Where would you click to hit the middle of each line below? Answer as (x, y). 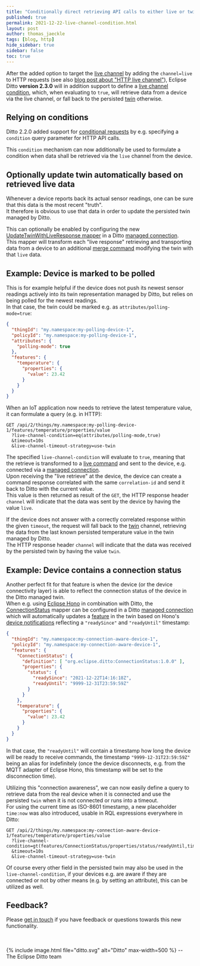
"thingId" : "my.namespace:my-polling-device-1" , (73, 329)
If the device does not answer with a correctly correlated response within (96, 519)
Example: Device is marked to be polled (81, 273)
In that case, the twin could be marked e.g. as (62, 307)
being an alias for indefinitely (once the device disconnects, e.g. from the (96, 763)
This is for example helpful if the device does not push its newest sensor (95, 288)
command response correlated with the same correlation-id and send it (96, 482)
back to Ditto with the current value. (50, 489)
